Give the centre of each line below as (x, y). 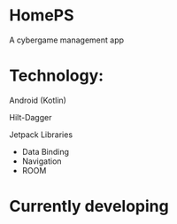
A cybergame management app (67, 40)
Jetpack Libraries (41, 135)
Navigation (42, 161)
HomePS (42, 15)
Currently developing (89, 207)
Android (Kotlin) (38, 100)
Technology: (57, 76)
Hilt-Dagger (31, 117)
